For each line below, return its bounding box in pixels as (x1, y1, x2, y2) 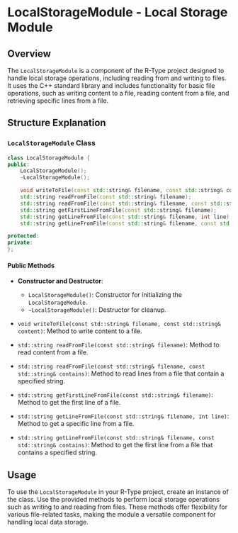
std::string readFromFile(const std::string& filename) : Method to (17, 341, 220, 349)
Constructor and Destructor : (17, 277, 104, 286)
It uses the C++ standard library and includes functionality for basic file (7, 82, 215, 89)
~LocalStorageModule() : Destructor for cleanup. (28, 305, 166, 314)
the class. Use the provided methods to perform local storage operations (7, 495, 220, 504)
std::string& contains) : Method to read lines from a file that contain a (17, 369, 225, 378)
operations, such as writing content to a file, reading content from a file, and (7, 89, 229, 97)
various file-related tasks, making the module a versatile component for (7, 510, 216, 519)
